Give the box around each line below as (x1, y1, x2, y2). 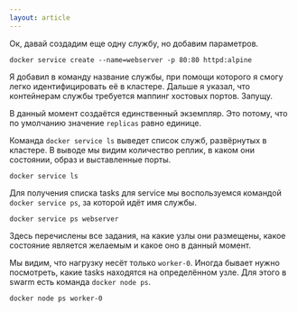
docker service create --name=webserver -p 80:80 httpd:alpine (9, 55, 253, 64)
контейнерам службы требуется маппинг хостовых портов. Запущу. (9, 90, 274, 101)
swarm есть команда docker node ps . (9, 276, 152, 287)
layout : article (9, 13, 70, 23)
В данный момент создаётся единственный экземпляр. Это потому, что (9, 107, 288, 118)
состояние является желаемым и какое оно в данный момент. (9, 240, 251, 251)
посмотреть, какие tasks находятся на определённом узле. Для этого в (9, 267, 287, 278)
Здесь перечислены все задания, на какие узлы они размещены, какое (9, 230, 286, 241)
